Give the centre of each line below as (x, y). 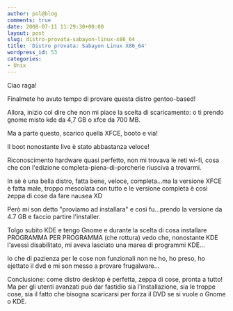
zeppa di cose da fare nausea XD (55, 196)
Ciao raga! (22, 85)
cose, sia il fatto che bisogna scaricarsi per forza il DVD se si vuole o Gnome (116, 294)
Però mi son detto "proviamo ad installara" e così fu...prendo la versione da (115, 209)
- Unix (17, 65)
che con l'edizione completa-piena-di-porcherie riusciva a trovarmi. (104, 167)
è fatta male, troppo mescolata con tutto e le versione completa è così (107, 188)
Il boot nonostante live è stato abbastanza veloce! (78, 146)
